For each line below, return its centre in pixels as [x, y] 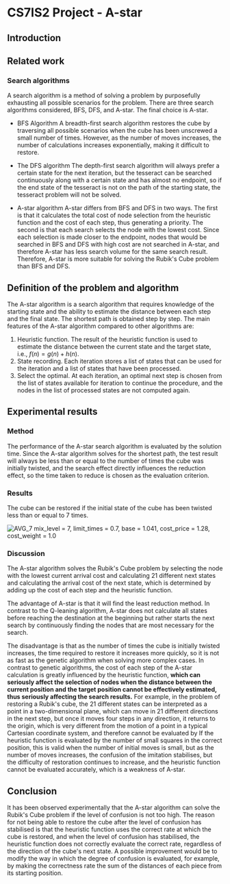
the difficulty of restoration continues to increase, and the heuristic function [114, 762]
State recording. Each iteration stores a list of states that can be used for [119, 362]
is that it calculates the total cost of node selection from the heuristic [114, 215]
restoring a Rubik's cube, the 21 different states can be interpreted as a [107, 704]
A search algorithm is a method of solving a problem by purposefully [104, 96]
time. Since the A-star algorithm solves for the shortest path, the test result [113, 453]
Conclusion [32, 791]
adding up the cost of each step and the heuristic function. [90, 590]
